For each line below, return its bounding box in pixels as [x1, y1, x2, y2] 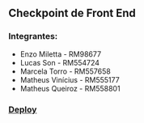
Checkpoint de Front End [8, 6, 136, 20]
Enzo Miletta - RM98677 [19, 49, 102, 59]
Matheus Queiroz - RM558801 [19, 83, 121, 93]
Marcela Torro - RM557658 [19, 66, 111, 76]
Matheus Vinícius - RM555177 [19, 74, 120, 84]
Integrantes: [8, 31, 58, 42]
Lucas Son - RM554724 [19, 57, 100, 67]
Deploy [8, 104, 37, 115]
